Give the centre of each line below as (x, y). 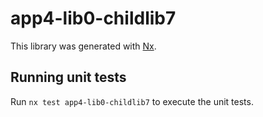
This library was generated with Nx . (83, 46)
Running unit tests (68, 77)
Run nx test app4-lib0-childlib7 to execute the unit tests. (132, 101)
